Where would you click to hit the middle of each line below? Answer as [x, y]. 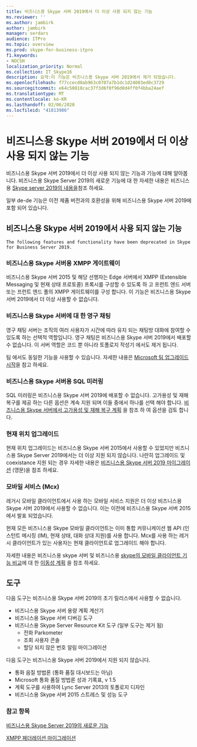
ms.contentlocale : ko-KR [36, 99]
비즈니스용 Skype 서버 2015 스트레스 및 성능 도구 [71, 695]
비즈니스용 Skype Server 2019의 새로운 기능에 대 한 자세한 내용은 [94, 181]
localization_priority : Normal [44, 66]
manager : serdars [27, 34]
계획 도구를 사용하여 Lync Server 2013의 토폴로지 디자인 [80, 687]
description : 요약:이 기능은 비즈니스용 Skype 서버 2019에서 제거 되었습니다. [91, 77]
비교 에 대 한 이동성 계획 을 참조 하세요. [56, 563]
